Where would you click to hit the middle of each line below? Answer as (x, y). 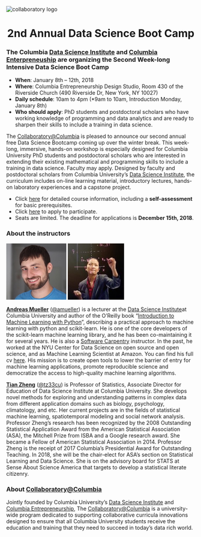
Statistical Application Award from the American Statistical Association (93, 429)
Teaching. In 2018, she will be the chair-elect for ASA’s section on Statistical (100, 454)
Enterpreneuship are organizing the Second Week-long (88, 60)
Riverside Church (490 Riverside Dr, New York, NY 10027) (86, 93)
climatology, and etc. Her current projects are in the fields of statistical (93, 410)
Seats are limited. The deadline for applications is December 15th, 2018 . (104, 218)
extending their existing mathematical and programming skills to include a (97, 162)
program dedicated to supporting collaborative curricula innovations (104, 515)
